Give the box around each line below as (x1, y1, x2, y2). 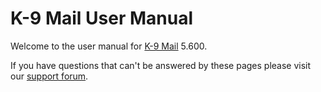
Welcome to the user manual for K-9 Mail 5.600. (10, 40, 208, 52)
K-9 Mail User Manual (10, 7, 193, 30)
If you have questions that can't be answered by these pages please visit (10, 59, 312, 71)
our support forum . (10, 70, 89, 82)
